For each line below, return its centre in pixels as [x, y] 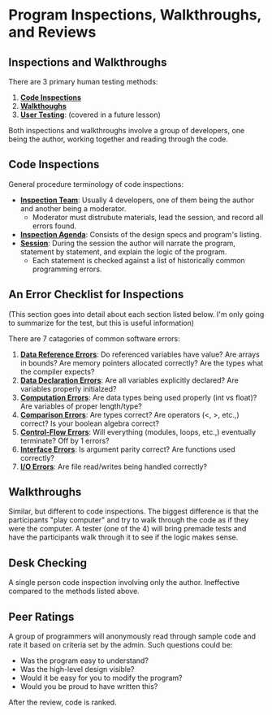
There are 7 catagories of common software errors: [94, 338]
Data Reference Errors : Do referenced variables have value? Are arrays [140, 354]
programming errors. [67, 269]
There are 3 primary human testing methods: [83, 82]
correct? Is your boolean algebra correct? [90, 423]
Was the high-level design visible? [77, 669]
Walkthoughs [43, 106]
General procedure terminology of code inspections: [96, 184]
